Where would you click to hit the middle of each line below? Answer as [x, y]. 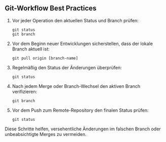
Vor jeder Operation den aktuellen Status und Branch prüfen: [75, 20]
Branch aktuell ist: [31, 49]
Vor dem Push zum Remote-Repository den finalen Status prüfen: [80, 110]
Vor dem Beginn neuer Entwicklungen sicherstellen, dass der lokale [82, 43]
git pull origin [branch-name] [45, 58]
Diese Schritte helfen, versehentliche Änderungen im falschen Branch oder [83, 129]
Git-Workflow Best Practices [51, 8]
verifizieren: [25, 91]
